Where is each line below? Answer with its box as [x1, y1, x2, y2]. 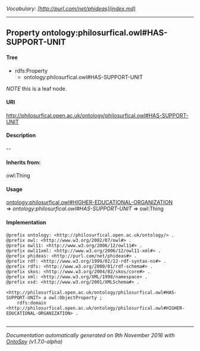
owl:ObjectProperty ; [48, 294, 102, 300]
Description [6, 132, 36, 139]
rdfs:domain [17, 300, 46, 306]
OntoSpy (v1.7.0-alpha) [6, 338, 63, 345]
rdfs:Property [14, 67, 48, 74]
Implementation [6, 219, 46, 226]
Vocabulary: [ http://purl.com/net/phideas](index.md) [6, 5, 136, 12]
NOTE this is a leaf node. [6, 85, 67, 92]
